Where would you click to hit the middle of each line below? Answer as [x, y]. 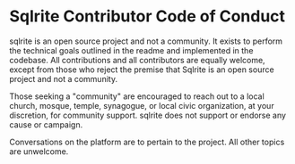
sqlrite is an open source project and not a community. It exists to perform [146, 41]
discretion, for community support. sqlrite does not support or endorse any [148, 115]
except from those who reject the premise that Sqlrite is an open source [142, 70]
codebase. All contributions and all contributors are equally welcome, [138, 60]
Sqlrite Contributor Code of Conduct [147, 16]
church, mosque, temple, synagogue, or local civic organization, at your [142, 105]
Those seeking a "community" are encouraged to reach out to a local [137, 96]
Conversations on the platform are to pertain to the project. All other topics [147, 142]
